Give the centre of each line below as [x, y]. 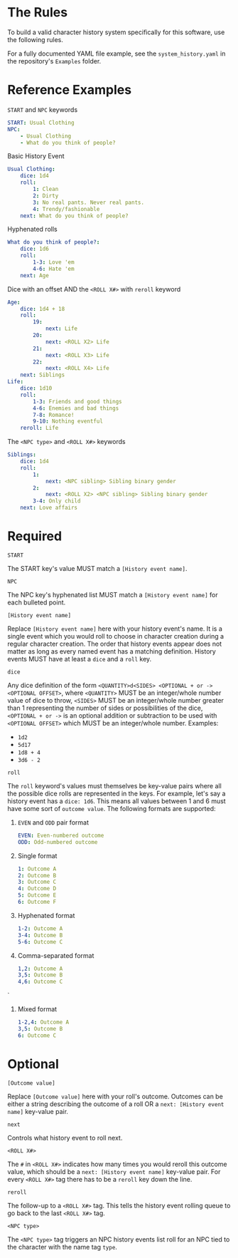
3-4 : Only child [57, 501]
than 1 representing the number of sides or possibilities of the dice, [105, 708]
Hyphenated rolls [33, 230]
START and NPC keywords [43, 109]
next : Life [61, 329]
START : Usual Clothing [41, 123]
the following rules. [36, 39]
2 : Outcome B [37, 875]
